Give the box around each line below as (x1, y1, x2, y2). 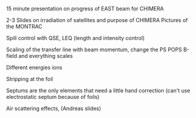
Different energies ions (6, 64, 63, 71)
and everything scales (18, 52, 73, 59)
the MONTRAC (6, 23, 43, 30)
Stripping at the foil (6, 76, 53, 82)
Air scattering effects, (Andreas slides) (6, 105, 102, 112)
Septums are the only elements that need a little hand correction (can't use (6, 87, 191, 94)
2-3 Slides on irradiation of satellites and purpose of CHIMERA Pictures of (6, 17, 188, 23)
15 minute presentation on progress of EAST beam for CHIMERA (6, 5, 164, 12)
